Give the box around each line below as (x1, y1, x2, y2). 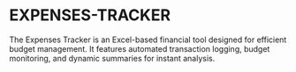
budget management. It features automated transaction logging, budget (9, 43, 270, 54)
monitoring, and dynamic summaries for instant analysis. (9, 53, 216, 63)
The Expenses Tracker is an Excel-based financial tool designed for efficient (9, 34, 287, 45)
